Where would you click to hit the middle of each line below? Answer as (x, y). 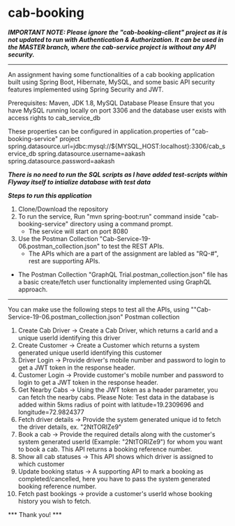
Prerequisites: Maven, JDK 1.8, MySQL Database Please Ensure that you (111, 103)
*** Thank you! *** (35, 514)
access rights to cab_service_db (54, 117)
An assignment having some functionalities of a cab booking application (112, 74)
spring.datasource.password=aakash (61, 161)
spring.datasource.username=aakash (92, 153)
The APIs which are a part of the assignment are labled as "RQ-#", (123, 254)
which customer (41, 464)
